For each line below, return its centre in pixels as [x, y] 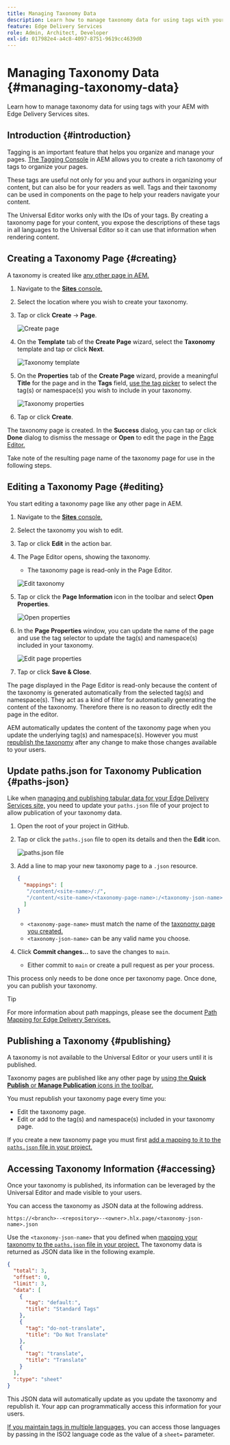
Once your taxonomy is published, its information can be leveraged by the [111, 1185]
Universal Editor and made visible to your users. [75, 1193]
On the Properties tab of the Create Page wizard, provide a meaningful [117, 376]
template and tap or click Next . [61, 349]
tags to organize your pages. [48, 166]
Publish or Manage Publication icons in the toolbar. [80, 1085]
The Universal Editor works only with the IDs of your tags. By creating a [108, 215]
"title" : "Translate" [56, 1361]
